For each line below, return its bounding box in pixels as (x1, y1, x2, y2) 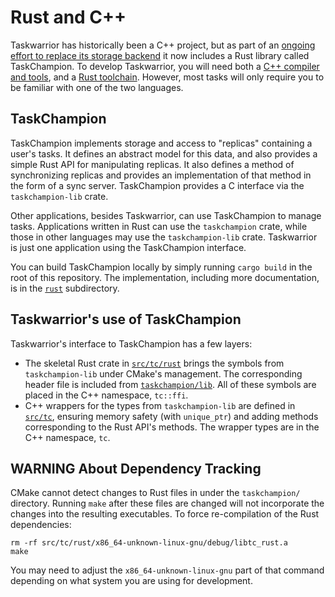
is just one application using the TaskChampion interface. (10, 241, 247, 253)
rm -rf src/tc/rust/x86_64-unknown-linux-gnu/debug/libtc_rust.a (10, 538, 288, 548)
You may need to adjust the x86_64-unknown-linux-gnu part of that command (10, 564, 325, 576)
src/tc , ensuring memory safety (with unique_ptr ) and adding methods (24, 410, 319, 422)
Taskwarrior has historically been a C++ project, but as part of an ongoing (10, 39, 316, 51)
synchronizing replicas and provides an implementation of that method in (10, 169, 312, 181)
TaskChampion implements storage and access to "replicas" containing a (10, 137, 313, 149)
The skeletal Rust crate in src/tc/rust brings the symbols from (24, 357, 285, 369)
